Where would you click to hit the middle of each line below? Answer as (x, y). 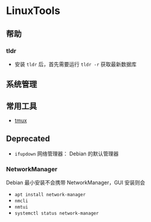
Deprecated (28, 139)
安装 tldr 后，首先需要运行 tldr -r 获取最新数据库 (75, 64)
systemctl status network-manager (56, 214)
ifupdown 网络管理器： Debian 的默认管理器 (66, 154)
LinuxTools (33, 11)
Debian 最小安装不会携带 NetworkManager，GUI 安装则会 (75, 183)
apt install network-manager (50, 195)
